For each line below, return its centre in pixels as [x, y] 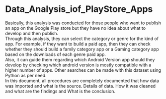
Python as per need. [26, 75]
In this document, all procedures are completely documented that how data [82, 81]
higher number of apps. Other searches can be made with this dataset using [83, 70]
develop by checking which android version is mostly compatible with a [78, 65]
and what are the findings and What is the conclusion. [60, 91]
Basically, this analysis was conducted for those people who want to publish [83, 23]
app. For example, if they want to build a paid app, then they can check [78, 44]
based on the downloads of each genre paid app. [55, 54]
